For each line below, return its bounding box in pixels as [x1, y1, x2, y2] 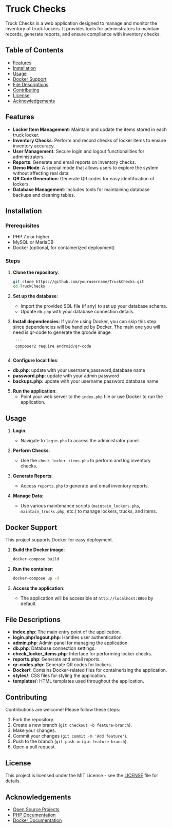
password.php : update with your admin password [12, 373, 119, 379]
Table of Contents [5, 46, 64, 54]
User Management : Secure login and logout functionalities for [12, 148, 145, 154]
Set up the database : [12, 293, 58, 299]
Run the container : [12, 566, 53, 572]
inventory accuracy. [12, 142, 55, 149]
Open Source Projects [12, 806, 60, 812]
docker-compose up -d [12, 576, 59, 581]
